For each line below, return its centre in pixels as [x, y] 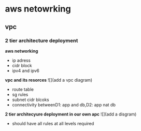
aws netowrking [38, 9]
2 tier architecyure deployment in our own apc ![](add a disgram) [71, 114]
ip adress [21, 60]
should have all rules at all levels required [53, 123]
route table [23, 89]
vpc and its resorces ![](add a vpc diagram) [49, 80]
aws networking [22, 51]
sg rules [20, 94]
